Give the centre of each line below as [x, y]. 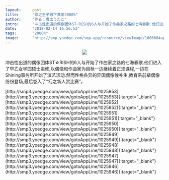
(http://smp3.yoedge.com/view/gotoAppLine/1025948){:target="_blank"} [81, 150]
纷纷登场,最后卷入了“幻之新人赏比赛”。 [45, 81]
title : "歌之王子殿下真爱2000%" [42, 15]
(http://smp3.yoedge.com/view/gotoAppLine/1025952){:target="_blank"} [81, 107]
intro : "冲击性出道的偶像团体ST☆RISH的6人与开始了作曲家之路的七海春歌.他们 [82, 24]
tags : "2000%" [27, 33]
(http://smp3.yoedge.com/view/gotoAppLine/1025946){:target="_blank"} [81, 171]
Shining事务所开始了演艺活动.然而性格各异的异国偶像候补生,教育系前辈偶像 [82, 75]
